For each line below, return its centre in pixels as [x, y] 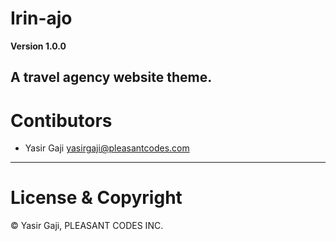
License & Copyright [96, 198]
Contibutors [61, 120]
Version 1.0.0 [38, 46]
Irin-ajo [41, 18]
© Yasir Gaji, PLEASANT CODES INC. [87, 226]
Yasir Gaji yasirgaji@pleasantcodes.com [107, 148]
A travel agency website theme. [111, 77]
